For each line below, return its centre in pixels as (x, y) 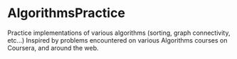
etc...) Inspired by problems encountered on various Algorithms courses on (117, 40)
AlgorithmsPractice (67, 13)
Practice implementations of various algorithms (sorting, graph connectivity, (119, 33)
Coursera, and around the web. (53, 48)
